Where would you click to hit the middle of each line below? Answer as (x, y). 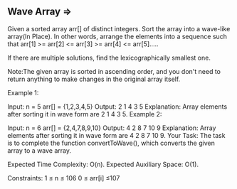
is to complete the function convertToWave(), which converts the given (111, 143)
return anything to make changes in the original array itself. (94, 79)
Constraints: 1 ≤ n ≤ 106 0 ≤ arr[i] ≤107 (64, 178)
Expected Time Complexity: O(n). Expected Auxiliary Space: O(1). (103, 164)
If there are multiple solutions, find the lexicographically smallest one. (109, 58)
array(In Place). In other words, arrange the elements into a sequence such (117, 36)
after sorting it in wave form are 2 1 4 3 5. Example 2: (85, 114)
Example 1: (23, 92)
